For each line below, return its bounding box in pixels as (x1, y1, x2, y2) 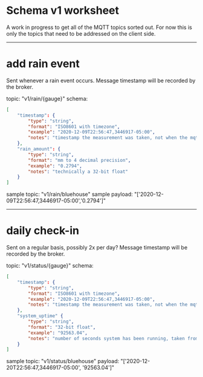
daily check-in (6, 224, 80, 237)
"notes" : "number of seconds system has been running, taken (28, 335, 185, 341)
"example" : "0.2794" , (28, 163, 83, 169)
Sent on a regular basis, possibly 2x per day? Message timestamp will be (6, 244, 188, 251)
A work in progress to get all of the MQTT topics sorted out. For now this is (6, 24, 192, 31)
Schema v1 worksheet (6, 4, 120, 18)
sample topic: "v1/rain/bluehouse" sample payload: (6, 191, 133, 198)
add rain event (6, 57, 80, 71)
